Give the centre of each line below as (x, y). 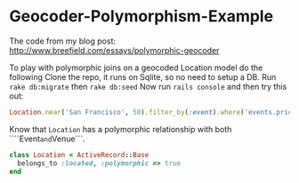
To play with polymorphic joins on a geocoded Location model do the (136, 68)
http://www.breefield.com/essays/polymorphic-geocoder (114, 50)
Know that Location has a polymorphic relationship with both (121, 129)
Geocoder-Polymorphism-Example (141, 16)
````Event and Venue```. (48, 139)
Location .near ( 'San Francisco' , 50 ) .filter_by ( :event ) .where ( (127, 112)
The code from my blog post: (63, 41)
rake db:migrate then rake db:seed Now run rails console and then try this (148, 86)
